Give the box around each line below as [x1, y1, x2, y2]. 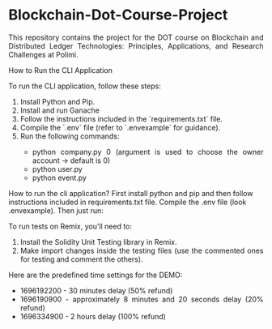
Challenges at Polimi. [8, 49, 79, 59]
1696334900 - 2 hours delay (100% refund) [19, 311, 166, 321]
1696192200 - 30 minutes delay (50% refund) [19, 285, 173, 295]
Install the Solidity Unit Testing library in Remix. [19, 237, 177, 246]
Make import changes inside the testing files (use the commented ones [19, 246, 264, 255]
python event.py [32, 173, 87, 182]
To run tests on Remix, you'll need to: [8, 221, 132, 231]
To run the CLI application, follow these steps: [8, 81, 162, 91]
